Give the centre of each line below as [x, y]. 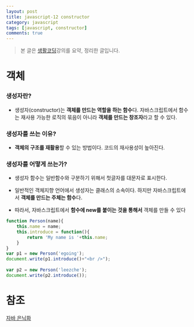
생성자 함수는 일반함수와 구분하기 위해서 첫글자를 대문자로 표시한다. [91, 178]
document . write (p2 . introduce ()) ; [47, 275]
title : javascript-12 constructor [48, 17]
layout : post [22, 11]
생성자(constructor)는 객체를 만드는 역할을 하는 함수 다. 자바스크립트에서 [96, 110]
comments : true [24, 33]
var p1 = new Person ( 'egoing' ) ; [45, 254]
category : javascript [32, 22]
